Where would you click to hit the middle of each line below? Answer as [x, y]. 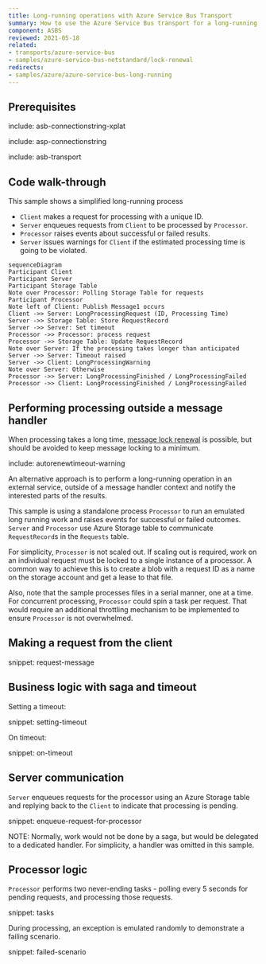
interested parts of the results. [58, 496]
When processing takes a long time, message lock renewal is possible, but [130, 439]
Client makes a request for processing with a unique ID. [112, 217]
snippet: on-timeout [40, 752]
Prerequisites [42, 107]
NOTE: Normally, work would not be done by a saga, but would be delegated [133, 836]
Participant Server [40, 279]
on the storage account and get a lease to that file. [91, 577]
